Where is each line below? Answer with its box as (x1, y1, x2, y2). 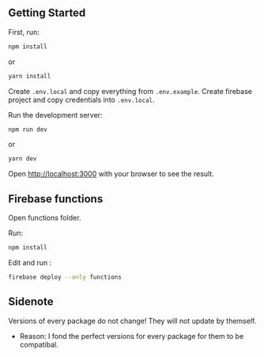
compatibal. (19, 340, 58, 349)
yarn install (8, 72, 51, 80)
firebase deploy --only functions (8, 273, 123, 281)
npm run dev (8, 126, 47, 133)
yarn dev (8, 155, 37, 163)
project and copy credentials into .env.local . (8, 95, 156, 104)
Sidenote (8, 295, 54, 309)
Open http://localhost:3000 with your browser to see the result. (8, 169, 215, 178)
